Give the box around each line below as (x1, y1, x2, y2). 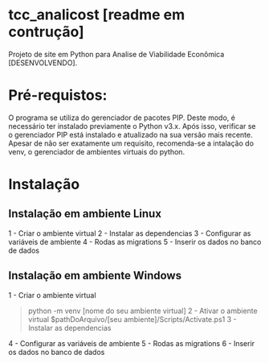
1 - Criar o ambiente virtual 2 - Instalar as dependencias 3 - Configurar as (8, 228, 251, 238)
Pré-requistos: (8, 86, 108, 105)
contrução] (8, 23, 84, 41)
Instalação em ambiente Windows (8, 269, 182, 283)
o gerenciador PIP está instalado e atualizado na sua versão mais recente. (8, 130, 253, 139)
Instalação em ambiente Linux (8, 207, 162, 221)
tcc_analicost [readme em (8, 6, 185, 24)
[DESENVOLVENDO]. (8, 58, 78, 68)
